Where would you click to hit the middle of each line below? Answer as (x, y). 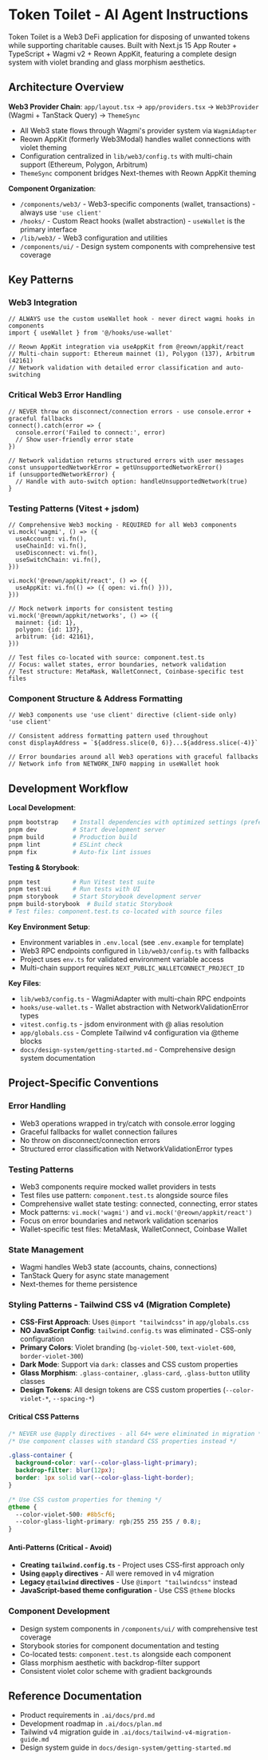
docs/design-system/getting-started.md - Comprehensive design (128, 1049)
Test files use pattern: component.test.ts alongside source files (124, 1195)
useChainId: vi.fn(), (51, 546)
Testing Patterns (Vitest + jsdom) (74, 508)
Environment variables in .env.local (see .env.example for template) (132, 942)
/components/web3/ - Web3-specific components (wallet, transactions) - (138, 204)
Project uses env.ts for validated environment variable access (122, 959)
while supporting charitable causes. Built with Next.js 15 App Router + (123, 45)
